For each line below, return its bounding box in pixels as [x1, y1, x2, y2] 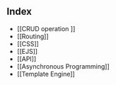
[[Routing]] [16, 32, 49, 40]
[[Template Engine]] [16, 69, 75, 78]
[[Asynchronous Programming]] [16, 62, 110, 70]
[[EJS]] [16, 47, 38, 55]
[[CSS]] [16, 39, 40, 48]
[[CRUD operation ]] [16, 24, 76, 33]
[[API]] [16, 55, 37, 63]
